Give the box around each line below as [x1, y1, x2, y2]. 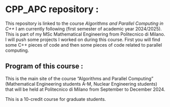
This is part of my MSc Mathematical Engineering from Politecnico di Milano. [5, 31, 165, 37]
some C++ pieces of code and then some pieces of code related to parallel [5, 42, 162, 48]
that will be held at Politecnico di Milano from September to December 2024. [5, 86, 165, 92]
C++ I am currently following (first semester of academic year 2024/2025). [5, 25, 162, 31]
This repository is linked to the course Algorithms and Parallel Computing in [5, 20, 164, 26]
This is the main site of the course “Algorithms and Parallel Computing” [5, 75, 154, 82]
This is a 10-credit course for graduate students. [5, 96, 107, 102]
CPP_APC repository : [5, 4, 99, 15]
